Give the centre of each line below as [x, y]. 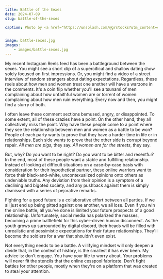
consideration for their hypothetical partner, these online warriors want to [78, 170]
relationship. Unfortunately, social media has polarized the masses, [72, 215]
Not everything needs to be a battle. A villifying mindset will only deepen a [79, 245]
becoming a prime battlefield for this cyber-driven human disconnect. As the [81, 220]
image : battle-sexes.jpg [30, 41]
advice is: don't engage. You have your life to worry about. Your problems [79, 256]
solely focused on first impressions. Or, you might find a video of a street [78, 74]
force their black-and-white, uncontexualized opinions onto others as [74, 175]
